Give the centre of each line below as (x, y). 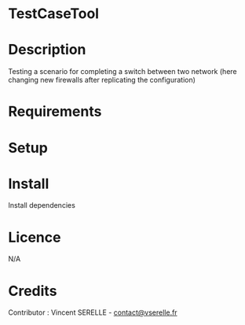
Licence (35, 237)
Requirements (55, 112)
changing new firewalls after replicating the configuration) (102, 80)
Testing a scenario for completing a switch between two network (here (122, 72)
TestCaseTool (54, 14)
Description (47, 50)
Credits (33, 291)
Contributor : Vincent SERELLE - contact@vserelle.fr (93, 312)
